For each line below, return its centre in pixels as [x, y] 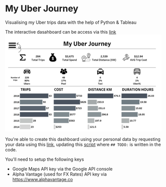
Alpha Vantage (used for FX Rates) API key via [59, 174]
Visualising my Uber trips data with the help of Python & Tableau [71, 22]
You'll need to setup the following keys [45, 159]
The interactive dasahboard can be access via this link [61, 32]
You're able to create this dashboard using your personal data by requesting [83, 139]
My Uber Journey [42, 9]
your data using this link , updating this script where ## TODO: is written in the [83, 144]
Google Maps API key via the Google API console [62, 169]
